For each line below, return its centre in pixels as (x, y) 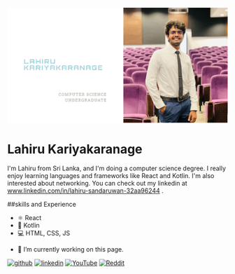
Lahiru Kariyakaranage (75, 149)
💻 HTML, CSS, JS (44, 233)
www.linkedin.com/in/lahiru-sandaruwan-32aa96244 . (86, 191)
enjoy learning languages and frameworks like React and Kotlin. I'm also (111, 176)
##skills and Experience (42, 205)
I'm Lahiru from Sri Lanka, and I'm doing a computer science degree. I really (116, 168)
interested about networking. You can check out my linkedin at (97, 184)
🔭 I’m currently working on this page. (70, 249)
